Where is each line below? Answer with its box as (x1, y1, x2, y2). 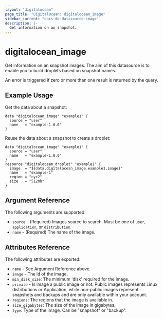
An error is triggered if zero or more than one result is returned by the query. (5, 77, 159, 83)
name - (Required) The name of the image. (12, 229, 96, 235)
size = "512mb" (9, 179, 45, 184)
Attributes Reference (5, 243, 70, 252)
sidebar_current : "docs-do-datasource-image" (5, 16, 99, 21)
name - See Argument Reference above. (12, 266, 91, 272)
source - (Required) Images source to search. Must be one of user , (12, 218, 146, 225)
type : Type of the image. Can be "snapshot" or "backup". (12, 307, 127, 313)
